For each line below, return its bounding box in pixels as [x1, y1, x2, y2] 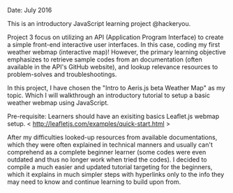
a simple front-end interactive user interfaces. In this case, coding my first [7, 41, 220, 48]
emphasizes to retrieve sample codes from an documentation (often [7, 55, 202, 64]
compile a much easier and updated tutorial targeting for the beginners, [7, 163, 213, 171]
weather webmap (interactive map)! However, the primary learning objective [7, 48, 227, 56]
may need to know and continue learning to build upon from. [7, 178, 181, 186]
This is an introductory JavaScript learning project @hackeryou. [7, 20, 191, 27]
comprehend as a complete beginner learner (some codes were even [7, 148, 206, 156]
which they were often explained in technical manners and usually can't [7, 141, 213, 149]
